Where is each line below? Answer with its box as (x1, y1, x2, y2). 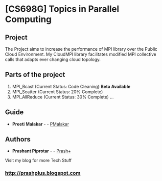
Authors (5, 135, 31, 143)
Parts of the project (5, 71, 65, 79)
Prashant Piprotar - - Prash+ (12, 148, 71, 154)
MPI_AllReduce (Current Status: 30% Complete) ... (12, 94, 114, 100)
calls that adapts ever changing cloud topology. (5, 57, 101, 62)
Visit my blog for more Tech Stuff (5, 158, 72, 163)
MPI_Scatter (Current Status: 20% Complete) (12, 89, 103, 95)
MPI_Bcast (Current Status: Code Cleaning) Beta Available (12, 83, 131, 89)
